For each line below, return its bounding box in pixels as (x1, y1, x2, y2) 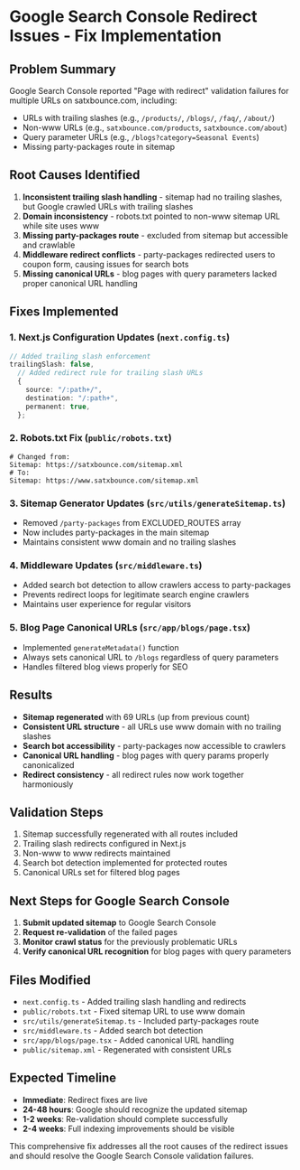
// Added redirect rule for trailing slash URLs (17, 369, 204, 378)
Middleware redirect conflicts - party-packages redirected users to (22, 248, 276, 259)
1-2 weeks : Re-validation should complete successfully (22, 1113, 228, 1124)
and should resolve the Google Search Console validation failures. (9, 1150, 254, 1161)
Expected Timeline (9, 1071, 117, 1086)
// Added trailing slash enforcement (9, 351, 151, 360)
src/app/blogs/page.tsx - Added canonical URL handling (22, 1034, 234, 1045)
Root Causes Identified (9, 167, 141, 183)
